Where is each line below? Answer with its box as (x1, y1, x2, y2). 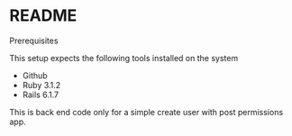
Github (22, 69, 48, 81)
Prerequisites (9, 35, 59, 46)
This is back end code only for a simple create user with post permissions (9, 106, 284, 117)
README (9, 5, 78, 26)
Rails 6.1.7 (22, 89, 59, 100)
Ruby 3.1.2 (22, 79, 61, 90)
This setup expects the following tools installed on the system (9, 52, 239, 63)
